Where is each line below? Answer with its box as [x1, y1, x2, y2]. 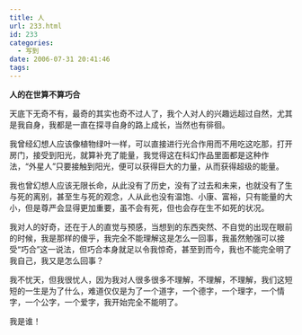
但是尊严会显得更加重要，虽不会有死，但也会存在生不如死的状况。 [24, 202, 270, 213]
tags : [9, 64, 30, 73]
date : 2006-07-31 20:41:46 [9, 55, 111, 64]
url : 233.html [9, 22, 63, 31]
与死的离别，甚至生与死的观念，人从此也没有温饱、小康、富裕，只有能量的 [9, 190, 285, 202]
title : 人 [9, 13, 45, 22]
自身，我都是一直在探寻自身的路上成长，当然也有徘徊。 [24, 119, 230, 130]
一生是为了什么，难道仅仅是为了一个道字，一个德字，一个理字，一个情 [24, 285, 285, 296]
